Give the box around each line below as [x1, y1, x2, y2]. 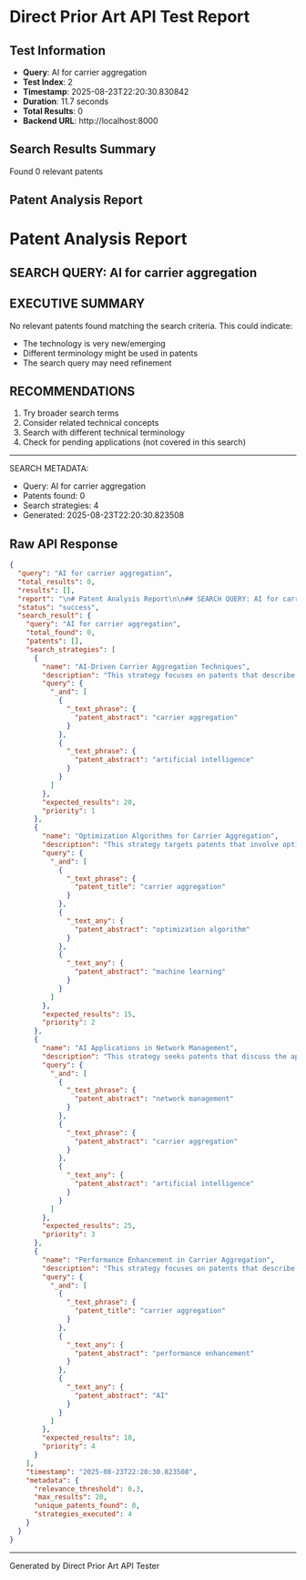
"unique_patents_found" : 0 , [33, 1502, 141, 1511]
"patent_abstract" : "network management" [74, 1094, 234, 1104]
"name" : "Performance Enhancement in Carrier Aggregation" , [42, 1255, 275, 1265]
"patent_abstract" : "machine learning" [74, 967, 226, 976]
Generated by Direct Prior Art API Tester [9, 1560, 160, 1571]
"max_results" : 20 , [33, 1492, 107, 1502]
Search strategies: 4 [22, 500, 99, 511]
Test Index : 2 [22, 77, 73, 88]
